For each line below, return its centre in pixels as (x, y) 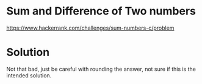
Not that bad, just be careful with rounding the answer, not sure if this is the (101, 69)
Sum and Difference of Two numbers (101, 11)
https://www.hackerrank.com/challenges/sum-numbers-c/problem (90, 28)
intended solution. (29, 75)
